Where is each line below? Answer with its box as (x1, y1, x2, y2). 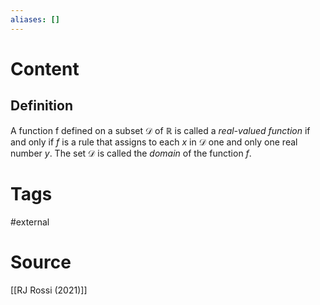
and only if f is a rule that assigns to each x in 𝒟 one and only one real (10, 136, 298, 148)
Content (10, 57, 80, 80)
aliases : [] (10, 14, 60, 25)
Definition (10, 97, 73, 115)
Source (10, 251, 72, 273)
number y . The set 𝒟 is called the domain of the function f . (10, 147, 252, 159)
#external (10, 216, 50, 228)
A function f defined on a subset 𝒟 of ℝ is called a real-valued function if (10, 124, 311, 136)
